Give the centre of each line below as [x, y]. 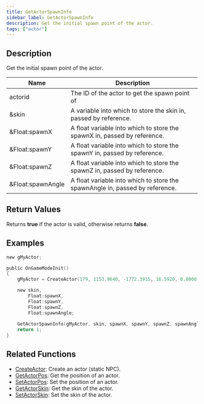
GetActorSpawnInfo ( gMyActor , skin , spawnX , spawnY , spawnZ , [95, 324]
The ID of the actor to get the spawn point [130, 93]
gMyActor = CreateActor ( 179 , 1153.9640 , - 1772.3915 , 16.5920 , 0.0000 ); [110, 280]
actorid [19, 97]
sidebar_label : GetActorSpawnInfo [50, 18]
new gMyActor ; [24, 257]
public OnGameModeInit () [38, 268]
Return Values [34, 210]
